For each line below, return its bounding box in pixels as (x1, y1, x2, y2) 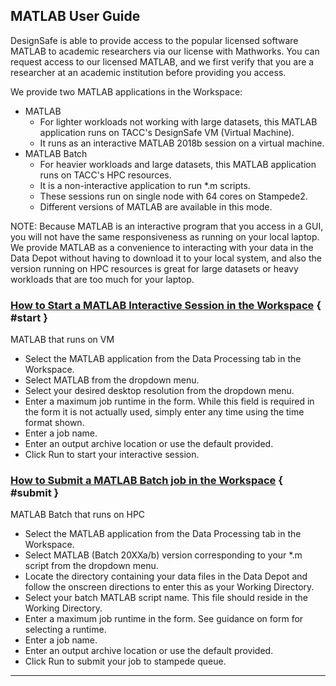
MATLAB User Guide (10, 8, 141, 25)
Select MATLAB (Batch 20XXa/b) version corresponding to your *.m (24, 549, 303, 561)
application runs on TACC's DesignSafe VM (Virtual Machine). (39, 126, 295, 138)
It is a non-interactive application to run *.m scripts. (39, 179, 251, 191)
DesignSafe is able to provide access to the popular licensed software (10, 34, 299, 46)
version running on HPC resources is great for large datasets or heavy (10, 262, 299, 274)
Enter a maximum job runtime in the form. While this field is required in (24, 395, 315, 408)
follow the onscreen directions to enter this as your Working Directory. (24, 581, 315, 593)
